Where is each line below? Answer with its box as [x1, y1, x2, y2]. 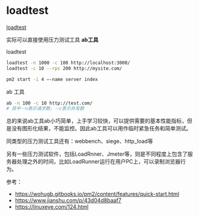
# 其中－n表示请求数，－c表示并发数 [6, 106, 84, 112]
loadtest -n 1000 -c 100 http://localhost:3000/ [6, 60, 130, 66]
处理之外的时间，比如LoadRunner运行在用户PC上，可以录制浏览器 [16, 158, 181, 165]
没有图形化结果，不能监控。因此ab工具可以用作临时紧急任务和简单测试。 [11, 125, 192, 132]
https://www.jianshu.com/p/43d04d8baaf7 [14, 197, 121, 204]
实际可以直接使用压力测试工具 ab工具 [6, 36, 99, 43]
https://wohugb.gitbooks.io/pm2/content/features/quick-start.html [14, 191, 179, 198]
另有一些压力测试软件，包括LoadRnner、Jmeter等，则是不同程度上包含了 [6, 150, 188, 157]
